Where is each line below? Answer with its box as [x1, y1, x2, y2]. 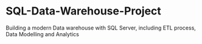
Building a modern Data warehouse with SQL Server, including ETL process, [5, 24, 196, 31]
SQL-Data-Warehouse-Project [5, 4, 162, 18]
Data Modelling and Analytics [5, 30, 80, 37]
